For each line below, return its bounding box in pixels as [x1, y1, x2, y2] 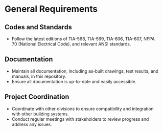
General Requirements [4, 3, 98, 15]
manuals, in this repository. [11, 73, 67, 79]
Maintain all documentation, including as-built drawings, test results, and [11, 68, 159, 74]
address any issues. [11, 121, 52, 127]
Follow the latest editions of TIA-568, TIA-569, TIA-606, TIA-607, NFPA [11, 36, 155, 42]
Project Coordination [4, 93, 70, 101]
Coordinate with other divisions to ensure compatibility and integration [11, 106, 154, 111]
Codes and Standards [4, 23, 72, 31]
